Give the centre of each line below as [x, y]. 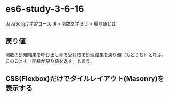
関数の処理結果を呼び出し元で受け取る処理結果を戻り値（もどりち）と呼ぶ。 [86, 55]
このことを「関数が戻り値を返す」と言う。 [50, 61]
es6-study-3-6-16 [45, 9]
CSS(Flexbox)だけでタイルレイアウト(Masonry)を [85, 79]
